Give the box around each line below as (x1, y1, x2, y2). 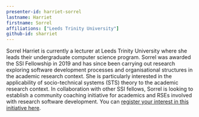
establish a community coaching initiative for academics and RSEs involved (6, 92, 192, 99)
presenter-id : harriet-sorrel (6, 8, 82, 15)
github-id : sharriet (6, 31, 58, 37)
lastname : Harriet (6, 14, 52, 20)
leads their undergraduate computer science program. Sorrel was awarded (6, 54, 191, 61)
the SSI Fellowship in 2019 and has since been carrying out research (6, 60, 176, 67)
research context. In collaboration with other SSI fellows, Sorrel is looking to (6, 85, 194, 93)
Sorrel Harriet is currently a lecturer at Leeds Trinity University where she (6, 47, 188, 54)
